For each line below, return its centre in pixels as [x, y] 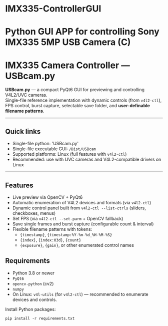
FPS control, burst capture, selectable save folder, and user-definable [77, 106]
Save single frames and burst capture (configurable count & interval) [83, 224]
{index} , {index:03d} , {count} [50, 240]
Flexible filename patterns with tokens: [52, 229]
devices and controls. [35, 299]
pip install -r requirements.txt [40, 318]
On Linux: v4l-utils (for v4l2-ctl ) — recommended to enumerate [80, 294]
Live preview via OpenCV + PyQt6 [47, 197]
